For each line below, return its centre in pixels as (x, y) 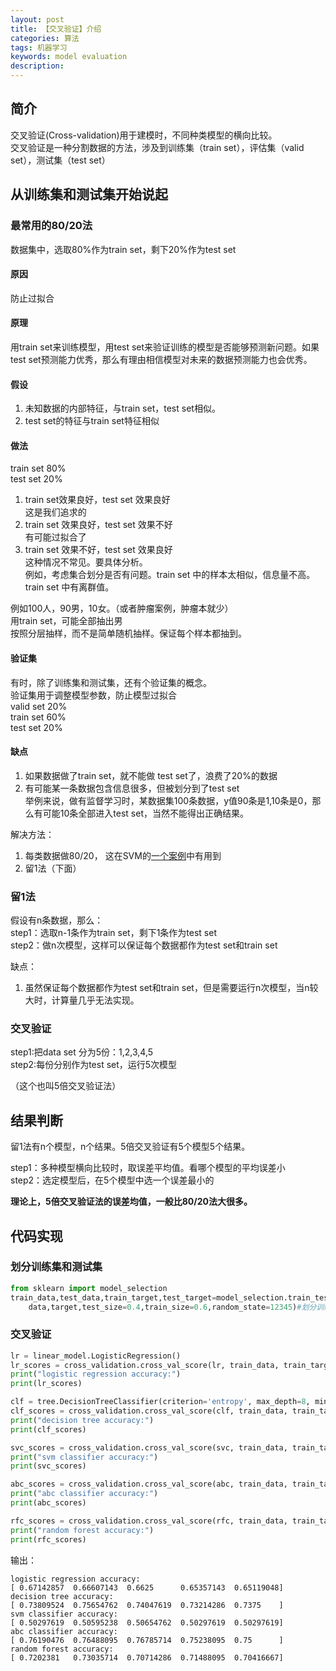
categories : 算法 (45, 38)
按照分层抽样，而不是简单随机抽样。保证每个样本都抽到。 (128, 633)
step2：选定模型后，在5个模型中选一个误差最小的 (112, 1180)
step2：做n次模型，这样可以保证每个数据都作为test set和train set (144, 945)
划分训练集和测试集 (56, 1267)
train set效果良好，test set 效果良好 (97, 500)
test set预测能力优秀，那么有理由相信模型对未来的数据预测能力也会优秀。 (161, 359)
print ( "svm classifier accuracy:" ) (84, 1457)
